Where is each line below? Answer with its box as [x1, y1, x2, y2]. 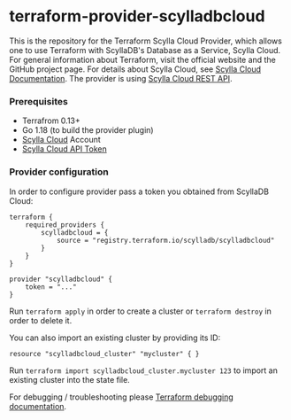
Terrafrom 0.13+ [21, 115, 81, 126]
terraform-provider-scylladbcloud [9, 6, 265, 27]
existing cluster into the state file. [9, 374, 130, 385]
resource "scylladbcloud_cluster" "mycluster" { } [9, 349, 200, 358]
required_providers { [25, 220, 104, 229]
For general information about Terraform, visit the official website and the [9, 54, 276, 65]
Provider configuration [9, 166, 109, 178]
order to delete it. [9, 315, 73, 325]
